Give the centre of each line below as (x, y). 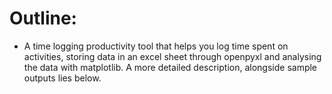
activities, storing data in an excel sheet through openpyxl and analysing (172, 56)
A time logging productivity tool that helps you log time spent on (156, 46)
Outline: (43, 18)
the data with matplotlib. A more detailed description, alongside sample (170, 67)
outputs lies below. (62, 78)
